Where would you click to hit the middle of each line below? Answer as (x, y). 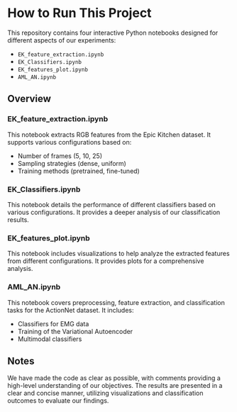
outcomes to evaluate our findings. (58, 401)
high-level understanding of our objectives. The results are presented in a (115, 386)
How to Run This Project (79, 13)
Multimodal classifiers (50, 339)
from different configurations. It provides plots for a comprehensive (106, 261)
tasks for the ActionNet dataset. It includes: (71, 310)
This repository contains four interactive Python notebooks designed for (113, 33)
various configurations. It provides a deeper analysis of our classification (114, 212)
